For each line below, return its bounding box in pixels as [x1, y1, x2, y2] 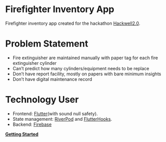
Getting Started [5, 131, 39, 137]
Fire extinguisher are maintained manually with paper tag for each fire [12, 55, 158, 61]
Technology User [5, 94, 79, 106]
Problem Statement [5, 38, 89, 50]
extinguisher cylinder [12, 60, 57, 66]
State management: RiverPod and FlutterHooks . [12, 116, 112, 122]
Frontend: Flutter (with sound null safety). [12, 110, 98, 117]
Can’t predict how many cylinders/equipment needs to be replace [12, 65, 149, 71]
